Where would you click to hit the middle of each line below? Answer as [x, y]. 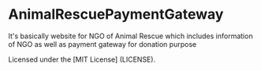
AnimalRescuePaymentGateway [116, 14]
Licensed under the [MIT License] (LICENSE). [82, 59]
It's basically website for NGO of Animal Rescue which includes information [131, 36]
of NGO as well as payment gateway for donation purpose [103, 44]
